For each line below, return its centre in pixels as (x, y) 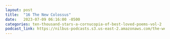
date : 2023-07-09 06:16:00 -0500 (43, 19)
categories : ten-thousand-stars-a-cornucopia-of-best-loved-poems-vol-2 (83, 24)
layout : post (19, 10)
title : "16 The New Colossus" (38, 15)
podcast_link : (20, 29)
